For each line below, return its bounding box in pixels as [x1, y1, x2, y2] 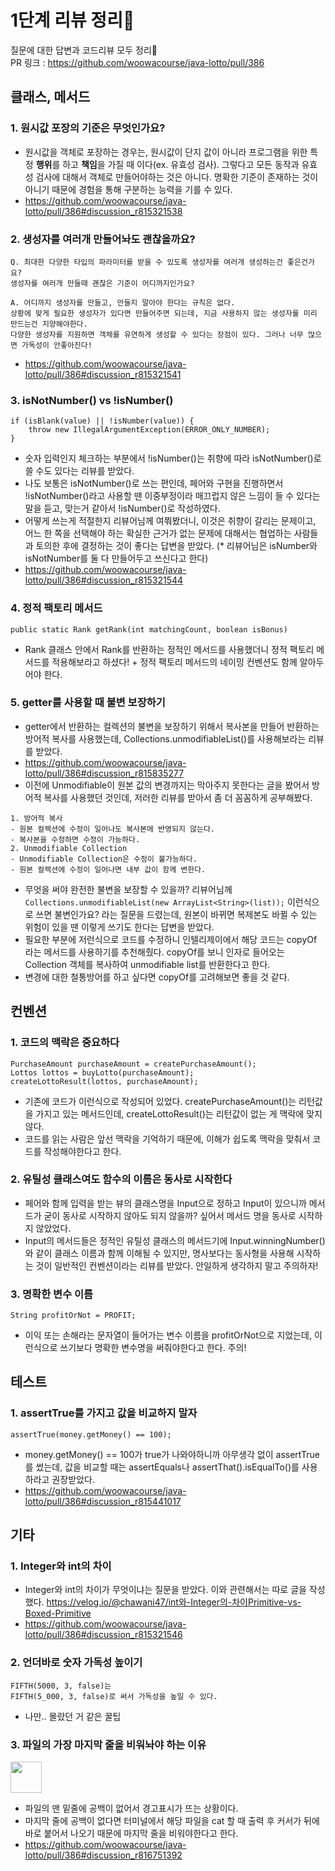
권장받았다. [51, 1473, 95, 1485]
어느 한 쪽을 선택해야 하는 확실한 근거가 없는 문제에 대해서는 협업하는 [24, 527, 292, 540]
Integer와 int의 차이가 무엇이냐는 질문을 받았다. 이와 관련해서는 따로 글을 [24, 1584, 307, 1596]
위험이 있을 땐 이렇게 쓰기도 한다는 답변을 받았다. [24, 921, 215, 933]
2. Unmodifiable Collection [10, 843, 128, 853]
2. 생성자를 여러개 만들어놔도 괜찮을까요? [10, 232, 196, 246]
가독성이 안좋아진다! [21, 340, 93, 350]
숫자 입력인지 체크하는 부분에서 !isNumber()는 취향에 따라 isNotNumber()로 [24, 452, 322, 465]
